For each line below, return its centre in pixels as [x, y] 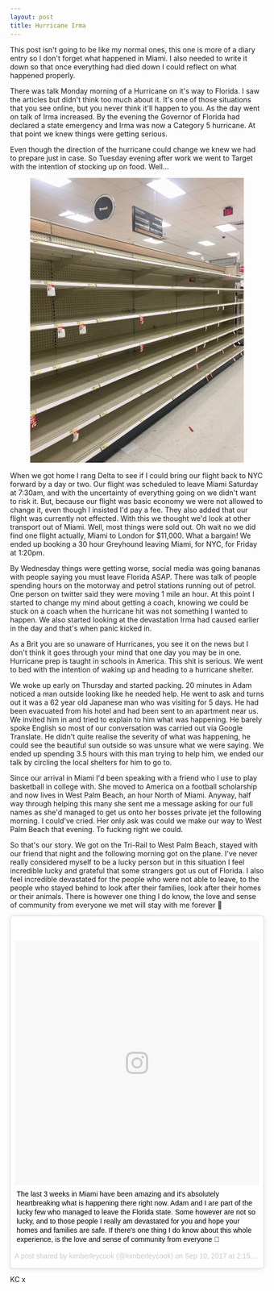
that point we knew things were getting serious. [89, 134]
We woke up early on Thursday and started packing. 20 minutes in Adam [131, 685]
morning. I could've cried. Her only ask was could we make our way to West [136, 820]
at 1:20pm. [27, 552]
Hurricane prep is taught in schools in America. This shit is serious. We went [137, 660]
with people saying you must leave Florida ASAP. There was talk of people [133, 577]
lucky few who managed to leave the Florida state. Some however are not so [136, 1212]
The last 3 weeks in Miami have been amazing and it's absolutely [118, 1194]
